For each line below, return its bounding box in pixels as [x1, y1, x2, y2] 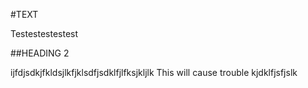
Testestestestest [10, 28, 79, 39]
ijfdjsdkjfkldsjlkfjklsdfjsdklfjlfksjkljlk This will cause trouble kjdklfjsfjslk [10, 67, 298, 78]
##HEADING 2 [10, 47, 70, 59]
